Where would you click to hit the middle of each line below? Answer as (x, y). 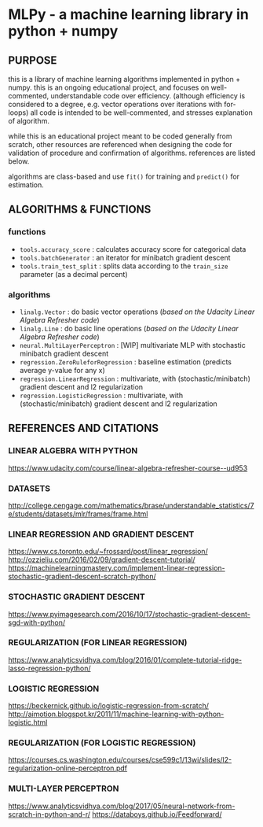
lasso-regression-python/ (50, 668)
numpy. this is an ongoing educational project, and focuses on (109, 87)
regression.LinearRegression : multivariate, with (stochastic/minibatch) (135, 378)
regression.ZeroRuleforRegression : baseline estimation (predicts (125, 362)
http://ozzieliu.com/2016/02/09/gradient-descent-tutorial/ (102, 559)
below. (19, 161)
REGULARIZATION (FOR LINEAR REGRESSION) (98, 643)
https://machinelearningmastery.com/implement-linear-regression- (117, 568)
